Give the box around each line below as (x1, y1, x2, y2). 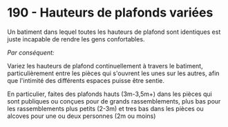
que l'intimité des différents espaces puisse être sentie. (7, 76, 164, 84)
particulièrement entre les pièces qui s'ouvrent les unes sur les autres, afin (7, 69, 220, 77)
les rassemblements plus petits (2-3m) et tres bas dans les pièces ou (7, 104, 204, 113)
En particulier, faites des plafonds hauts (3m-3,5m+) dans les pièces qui (7, 90, 212, 98)
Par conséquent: (7, 48, 55, 57)
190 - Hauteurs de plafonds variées (7, 5, 213, 21)
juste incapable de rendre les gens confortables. (7, 35, 145, 43)
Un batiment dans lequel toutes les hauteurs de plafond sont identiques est (7, 28, 221, 36)
